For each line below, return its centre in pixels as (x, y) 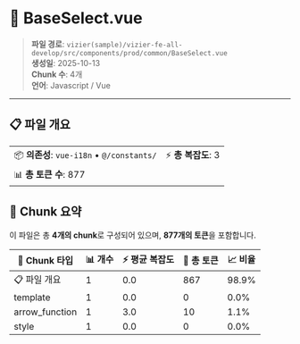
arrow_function (46, 312)
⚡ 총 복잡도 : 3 (192, 155)
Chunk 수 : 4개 (57, 74)
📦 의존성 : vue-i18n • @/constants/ (85, 155)
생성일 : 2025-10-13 (66, 63)
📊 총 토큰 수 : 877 (50, 174)
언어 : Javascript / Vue (71, 85)
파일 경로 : (48, 44)
